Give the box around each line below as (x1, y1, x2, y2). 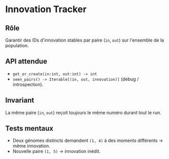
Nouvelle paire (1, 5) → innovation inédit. (12, 148, 100, 154)
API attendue (5, 57, 47, 66)
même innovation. (12, 143, 50, 149)
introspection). (12, 81, 44, 87)
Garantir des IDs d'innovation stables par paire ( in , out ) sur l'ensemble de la (5, 37, 164, 43)
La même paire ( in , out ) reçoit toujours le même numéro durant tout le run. (5, 109, 161, 115)
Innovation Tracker (5, 4, 87, 15)
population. (5, 43, 29, 49)
